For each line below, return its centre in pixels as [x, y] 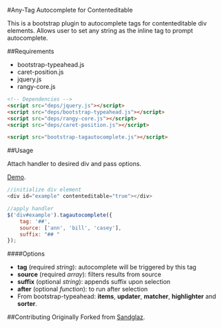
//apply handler [30, 209]
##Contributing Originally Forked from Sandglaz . [76, 317]
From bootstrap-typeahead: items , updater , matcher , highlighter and [117, 296]
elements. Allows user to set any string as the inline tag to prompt [100, 31]
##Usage [20, 150]
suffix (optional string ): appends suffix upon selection [94, 282]
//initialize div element [44, 190]
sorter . [27, 304]
